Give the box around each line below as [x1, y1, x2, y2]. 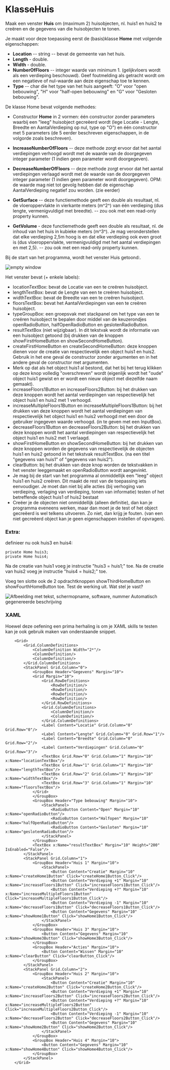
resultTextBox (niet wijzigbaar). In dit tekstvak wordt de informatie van [12, 327, 159, 333]
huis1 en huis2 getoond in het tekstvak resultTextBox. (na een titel [12, 451, 150, 457]
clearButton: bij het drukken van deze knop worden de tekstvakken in [12, 462, 158, 468]
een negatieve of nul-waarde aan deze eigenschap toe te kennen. [12, 78, 151, 84]
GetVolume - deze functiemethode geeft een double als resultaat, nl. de [12, 223, 164, 229]
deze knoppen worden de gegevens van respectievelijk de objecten [12, 445, 155, 452]
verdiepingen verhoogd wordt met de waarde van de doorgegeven [12, 150, 152, 156]
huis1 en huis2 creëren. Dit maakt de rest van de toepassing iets [12, 478, 147, 484]
